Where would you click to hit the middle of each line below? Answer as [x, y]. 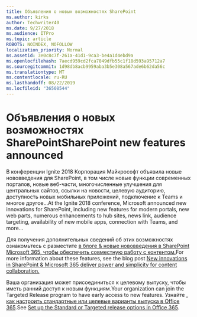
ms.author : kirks [28, 17]
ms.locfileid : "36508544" [38, 89]
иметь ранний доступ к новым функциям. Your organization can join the [95, 288]
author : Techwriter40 [33, 22]
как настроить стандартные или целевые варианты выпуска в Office [93, 301]
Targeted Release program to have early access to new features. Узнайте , [97, 295]
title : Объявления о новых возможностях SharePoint [71, 12]
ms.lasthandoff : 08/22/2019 [41, 83]
